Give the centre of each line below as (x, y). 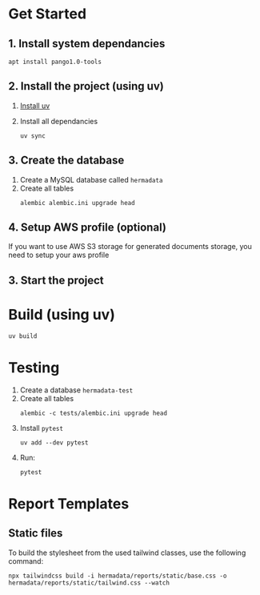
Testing (34, 367)
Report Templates (69, 503)
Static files (36, 533)
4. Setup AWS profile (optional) (87, 228)
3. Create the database (66, 161)
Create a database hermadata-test (76, 390)
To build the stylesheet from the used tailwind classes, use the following (127, 553)
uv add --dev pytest (54, 442)
